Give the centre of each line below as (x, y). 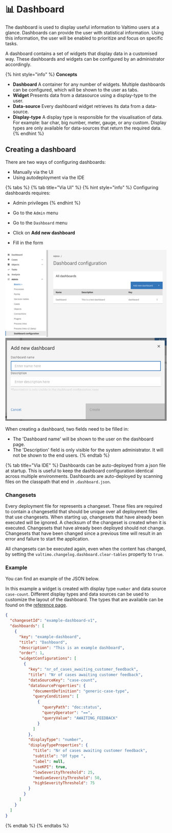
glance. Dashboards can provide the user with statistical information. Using (84, 32)
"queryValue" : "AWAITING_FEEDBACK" (80, 718)
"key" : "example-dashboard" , (50, 637)
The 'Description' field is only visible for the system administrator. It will (88, 450)
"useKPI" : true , (50, 767)
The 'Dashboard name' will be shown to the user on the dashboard (83, 439)
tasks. (12, 43)
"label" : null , (49, 761)
